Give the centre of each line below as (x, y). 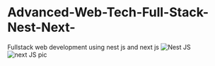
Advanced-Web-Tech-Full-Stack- (108, 12)
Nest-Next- (41, 27)
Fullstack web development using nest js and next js (83, 47)
